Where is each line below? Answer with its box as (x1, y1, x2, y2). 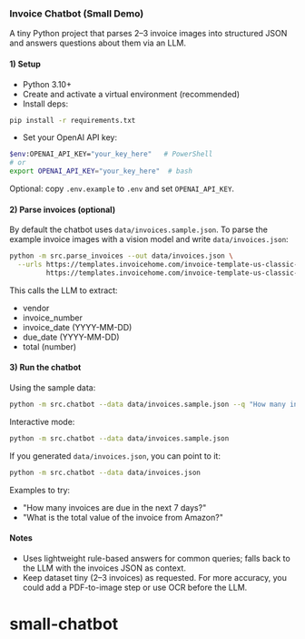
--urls (17, 260, 43, 269)
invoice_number (22, 312, 84, 323)
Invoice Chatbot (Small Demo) (9, 7, 144, 20)
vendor (22, 302, 50, 313)
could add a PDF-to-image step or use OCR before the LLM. (22, 582, 248, 593)
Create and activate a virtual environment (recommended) (22, 88, 241, 99)
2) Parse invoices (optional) (9, 204, 116, 215)
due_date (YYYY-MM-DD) (22, 331, 120, 342)
